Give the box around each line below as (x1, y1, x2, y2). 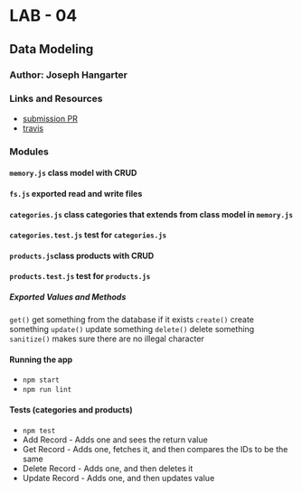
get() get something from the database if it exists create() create (9, 314, 255, 325)
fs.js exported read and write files (9, 188, 143, 199)
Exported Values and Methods (9, 291, 127, 302)
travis (22, 123, 43, 134)
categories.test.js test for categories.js (9, 229, 167, 240)
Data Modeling (9, 42, 94, 57)
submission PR (22, 113, 79, 124)
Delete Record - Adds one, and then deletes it (22, 462, 193, 474)
